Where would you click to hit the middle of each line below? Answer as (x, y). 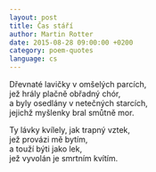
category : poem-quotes (51, 51)
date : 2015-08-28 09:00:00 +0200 (71, 42)
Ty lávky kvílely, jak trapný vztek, (70, 130)
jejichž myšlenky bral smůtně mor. (72, 113)
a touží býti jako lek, (46, 149)
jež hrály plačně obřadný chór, (65, 94)
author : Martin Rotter (51, 34)
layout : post (33, 17)
